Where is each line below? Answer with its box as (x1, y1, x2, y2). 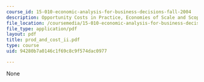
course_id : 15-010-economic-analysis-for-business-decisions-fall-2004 (6, 8, 191, 15)
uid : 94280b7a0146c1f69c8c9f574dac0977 (6, 48, 107, 54)
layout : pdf (6, 31, 36, 37)
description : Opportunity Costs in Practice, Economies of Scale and (6, 14, 186, 20)
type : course (6, 43, 39, 49)
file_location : (6, 20, 45, 26)
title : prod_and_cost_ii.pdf (6, 37, 80, 43)
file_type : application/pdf (6, 25, 78, 32)
